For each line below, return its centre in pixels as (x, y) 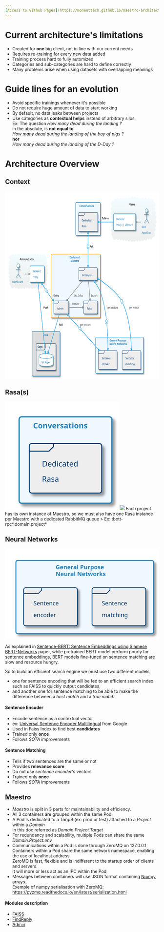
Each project (138, 508)
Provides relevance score (38, 766)
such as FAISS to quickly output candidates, (56, 686)
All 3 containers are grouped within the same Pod (62, 814)
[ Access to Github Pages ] (31, 10)
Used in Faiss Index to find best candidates (56, 729)
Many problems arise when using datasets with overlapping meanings (82, 69)
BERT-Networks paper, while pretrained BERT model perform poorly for (77, 651)
